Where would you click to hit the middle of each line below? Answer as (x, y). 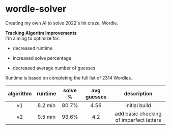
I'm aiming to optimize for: (33, 38)
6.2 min (47, 105)
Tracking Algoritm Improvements (41, 33)
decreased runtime (33, 48)
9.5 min (47, 117)
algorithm (20, 93)
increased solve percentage (42, 58)
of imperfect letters (138, 120)
